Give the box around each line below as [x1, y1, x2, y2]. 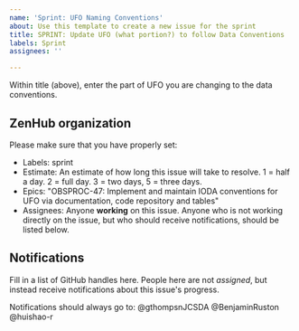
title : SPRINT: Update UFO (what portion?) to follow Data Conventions [9, 30, 285, 39]
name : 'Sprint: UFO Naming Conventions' [9, 13, 164, 23]
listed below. [22, 223, 70, 235]
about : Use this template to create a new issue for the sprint [9, 22, 257, 31]
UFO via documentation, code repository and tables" [22, 195, 220, 206]
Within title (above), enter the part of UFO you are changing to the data [9, 80, 273, 90]
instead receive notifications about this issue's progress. [9, 284, 220, 295]
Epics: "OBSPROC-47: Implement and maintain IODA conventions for [22, 185, 278, 196]
